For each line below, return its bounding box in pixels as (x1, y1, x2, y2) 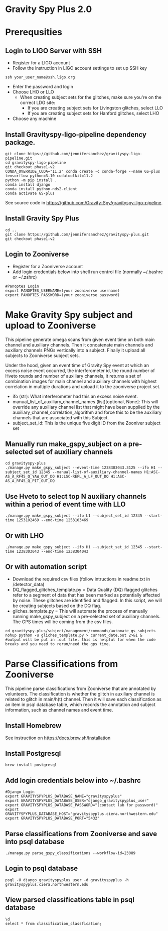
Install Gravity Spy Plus (5, 214, 79, 223)
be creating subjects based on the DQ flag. (12, 603, 101, 609)
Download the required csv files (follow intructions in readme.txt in (12, 576, 150, 582)
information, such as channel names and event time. (5, 707, 113, 713)
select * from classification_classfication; (5, 921, 102, 926)
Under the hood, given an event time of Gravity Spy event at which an (5, 362, 149, 368)
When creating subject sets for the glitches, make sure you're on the (20, 94, 162, 100)
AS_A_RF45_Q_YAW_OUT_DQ (5, 474, 55, 479)
